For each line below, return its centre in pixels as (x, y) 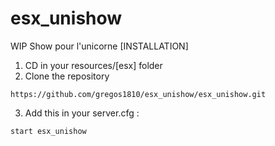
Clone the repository (67, 76)
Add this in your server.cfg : (82, 113)
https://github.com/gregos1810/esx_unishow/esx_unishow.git (138, 94)
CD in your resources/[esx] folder (93, 65)
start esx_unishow (48, 131)
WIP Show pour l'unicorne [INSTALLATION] (99, 46)
